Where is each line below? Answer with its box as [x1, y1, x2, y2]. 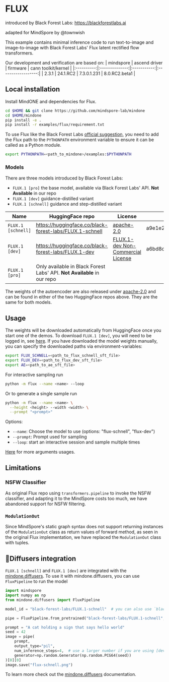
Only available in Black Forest [36, 263, 106, 270]
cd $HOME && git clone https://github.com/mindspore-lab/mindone [5, 108, 145, 113]
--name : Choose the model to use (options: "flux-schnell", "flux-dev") [12, 428, 155, 435]
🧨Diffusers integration [5, 554, 76, 563]
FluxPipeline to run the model [5, 578, 68, 585]
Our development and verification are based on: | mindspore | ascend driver [5, 59, 163, 66]
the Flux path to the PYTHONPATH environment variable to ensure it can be [5, 137, 154, 143]
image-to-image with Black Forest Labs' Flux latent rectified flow [5, 44, 139, 50]
